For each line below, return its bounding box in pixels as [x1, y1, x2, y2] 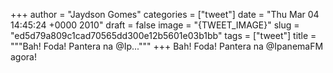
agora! [10, 51, 37, 63]
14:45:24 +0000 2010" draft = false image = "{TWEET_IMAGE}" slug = [10, 19, 300, 31]
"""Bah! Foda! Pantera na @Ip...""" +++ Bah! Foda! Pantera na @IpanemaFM [10, 40, 324, 52]
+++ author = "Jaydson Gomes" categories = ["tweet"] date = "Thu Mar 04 [10, 9, 320, 20]
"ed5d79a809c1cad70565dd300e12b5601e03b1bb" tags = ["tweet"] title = [10, 30, 317, 41]
